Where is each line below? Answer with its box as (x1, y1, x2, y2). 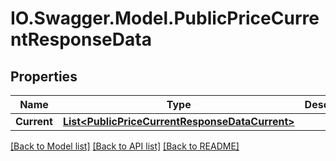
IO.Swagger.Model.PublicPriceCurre (10, 7, 320, 30)
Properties (10, 68, 78, 85)
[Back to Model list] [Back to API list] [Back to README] (10, 140, 240, 152)
